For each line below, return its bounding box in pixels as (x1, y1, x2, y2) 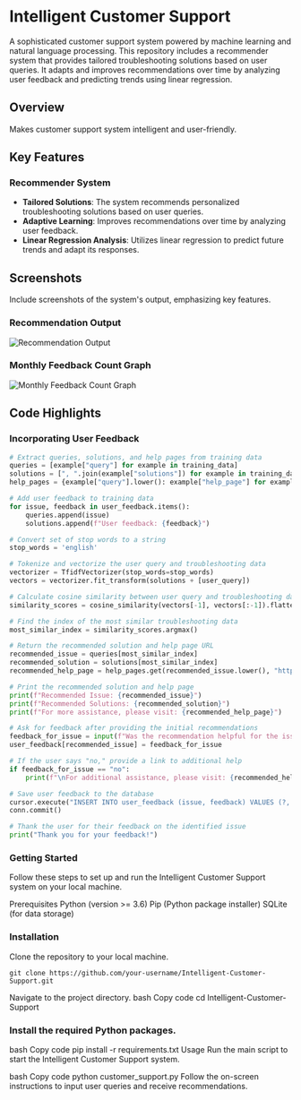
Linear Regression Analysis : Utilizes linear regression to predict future (21, 235, 284, 245)
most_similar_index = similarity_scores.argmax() (9, 625, 199, 634)
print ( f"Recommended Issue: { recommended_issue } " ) (9, 691, 202, 700)
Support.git (9, 976, 54, 985)
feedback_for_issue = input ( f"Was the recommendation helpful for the (9, 732, 279, 741)
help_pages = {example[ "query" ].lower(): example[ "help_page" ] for (9, 477, 267, 487)
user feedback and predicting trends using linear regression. (9, 73, 233, 84)
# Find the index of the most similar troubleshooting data (9, 616, 239, 626)
